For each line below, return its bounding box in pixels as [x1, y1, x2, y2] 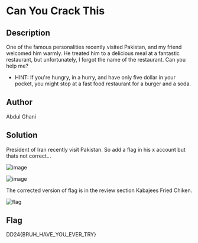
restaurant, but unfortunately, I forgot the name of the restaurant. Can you [6, 56, 186, 63]
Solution [6, 130, 38, 140]
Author [6, 97, 33, 107]
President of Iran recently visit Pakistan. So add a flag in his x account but [6, 146, 186, 153]
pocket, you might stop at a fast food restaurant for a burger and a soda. [14, 80, 191, 87]
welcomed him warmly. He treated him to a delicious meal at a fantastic [6, 50, 180, 57]
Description [6, 28, 50, 38]
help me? [6, 62, 28, 69]
